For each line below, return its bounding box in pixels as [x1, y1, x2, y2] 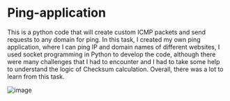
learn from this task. [7, 72, 65, 81]
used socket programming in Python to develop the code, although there [7, 50, 216, 59]
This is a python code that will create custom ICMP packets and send [7, 28, 206, 36]
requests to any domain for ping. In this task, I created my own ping [7, 35, 201, 43]
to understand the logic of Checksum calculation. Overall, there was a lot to [7, 65, 224, 73]
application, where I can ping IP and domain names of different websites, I [7, 42, 220, 51]
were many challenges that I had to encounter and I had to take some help [7, 57, 220, 65]
